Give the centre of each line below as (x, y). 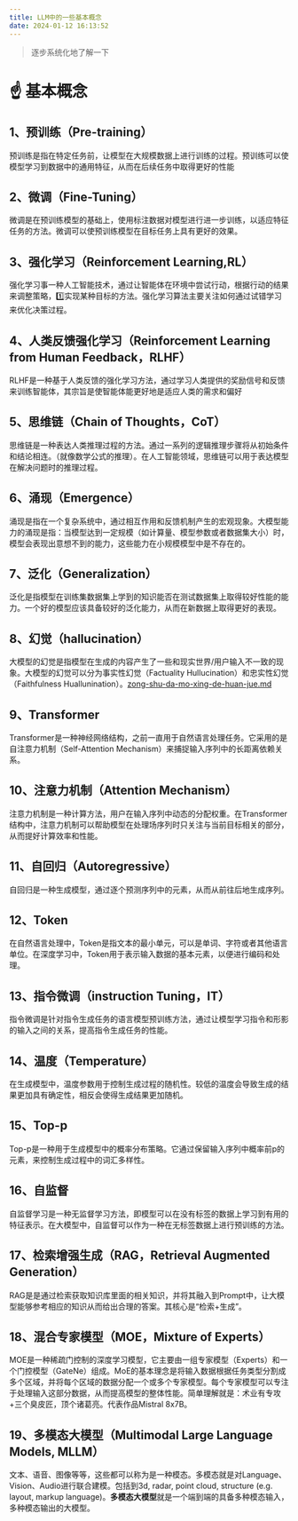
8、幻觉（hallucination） (79, 639)
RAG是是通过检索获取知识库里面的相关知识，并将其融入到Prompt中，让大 (143, 1295)
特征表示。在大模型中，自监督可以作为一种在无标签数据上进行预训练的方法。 (149, 1224)
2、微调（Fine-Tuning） (76, 197)
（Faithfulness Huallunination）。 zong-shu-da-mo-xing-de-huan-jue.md (141, 684)
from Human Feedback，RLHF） (100, 357)
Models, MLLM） (57, 1451)
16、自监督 (39, 1191)
